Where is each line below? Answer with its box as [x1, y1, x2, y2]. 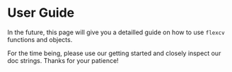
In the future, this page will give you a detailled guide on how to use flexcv [7, 28, 225, 36]
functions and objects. [7, 35, 73, 43]
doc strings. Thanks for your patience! [7, 56, 119, 64]
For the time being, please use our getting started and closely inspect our [7, 49, 221, 57]
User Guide [7, 5, 75, 21]
